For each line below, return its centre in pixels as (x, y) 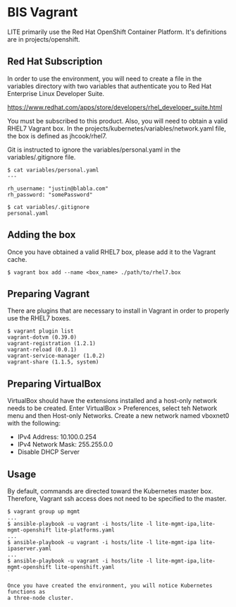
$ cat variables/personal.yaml (53, 170)
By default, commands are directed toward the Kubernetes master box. (110, 491)
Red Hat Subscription (55, 62)
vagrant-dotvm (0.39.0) (42, 337)
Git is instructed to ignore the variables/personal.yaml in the (94, 150)
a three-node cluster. (41, 598)
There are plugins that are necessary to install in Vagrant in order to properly (118, 311)
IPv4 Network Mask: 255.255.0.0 (65, 445)
